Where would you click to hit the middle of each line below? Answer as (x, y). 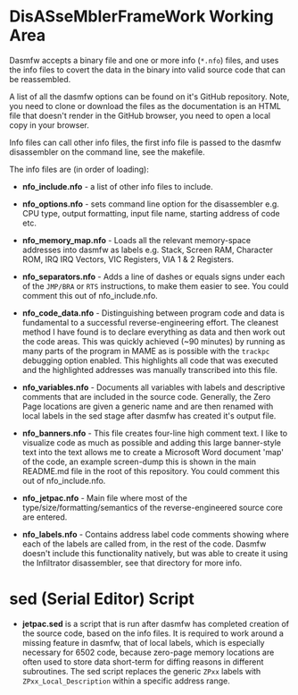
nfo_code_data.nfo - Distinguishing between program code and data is (153, 313)
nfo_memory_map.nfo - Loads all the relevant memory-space (137, 240)
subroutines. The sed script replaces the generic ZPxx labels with (141, 671)
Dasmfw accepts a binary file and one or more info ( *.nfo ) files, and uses (144, 60)
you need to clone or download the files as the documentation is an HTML (145, 106)
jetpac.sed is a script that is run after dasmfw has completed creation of (156, 623)
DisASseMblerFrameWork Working (141, 17)
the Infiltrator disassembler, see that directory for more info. (132, 563)
